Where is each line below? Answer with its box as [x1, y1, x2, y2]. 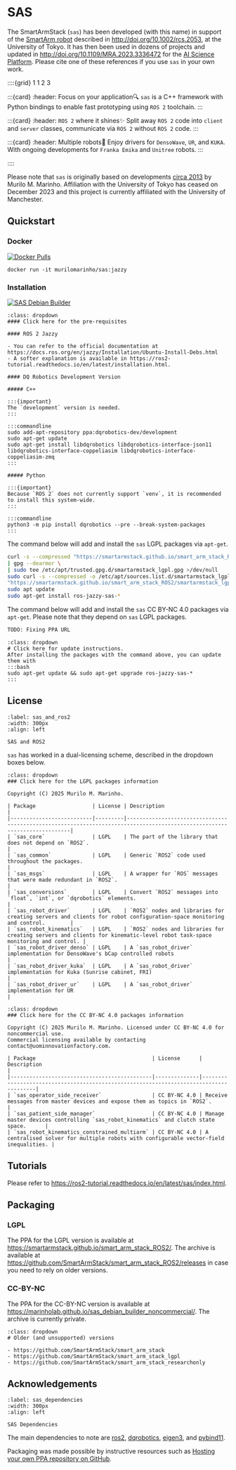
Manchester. [7, 195, 44, 203]
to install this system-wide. [7, 497, 96, 504]
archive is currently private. [7, 1315, 86, 1323]
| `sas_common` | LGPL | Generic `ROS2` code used [7, 852, 206, 859]
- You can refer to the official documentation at [7, 343, 159, 350]
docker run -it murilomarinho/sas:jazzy [7, 266, 128, 273]
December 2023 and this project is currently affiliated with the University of [7, 187, 226, 196]
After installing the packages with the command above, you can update [7, 651, 221, 658]
